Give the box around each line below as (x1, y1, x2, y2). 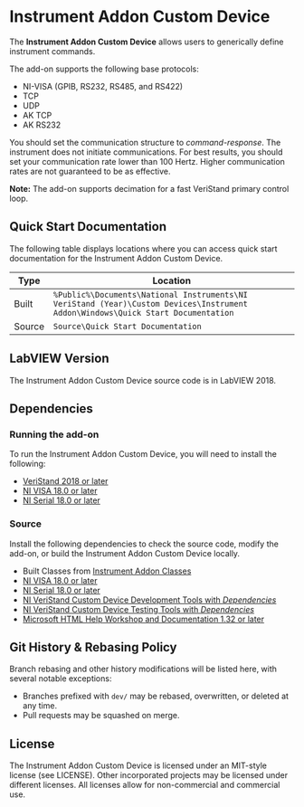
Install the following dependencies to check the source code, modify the (9, 538, 279, 549)
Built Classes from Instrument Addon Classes (22, 565, 192, 576)
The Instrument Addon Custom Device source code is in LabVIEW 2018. (9, 375, 277, 385)
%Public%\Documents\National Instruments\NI (52, 290, 249, 299)
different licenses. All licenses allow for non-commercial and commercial (9, 780, 280, 791)
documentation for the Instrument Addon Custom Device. (9, 252, 223, 263)
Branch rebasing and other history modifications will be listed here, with (9, 663, 278, 675)
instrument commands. (9, 45, 96, 56)
